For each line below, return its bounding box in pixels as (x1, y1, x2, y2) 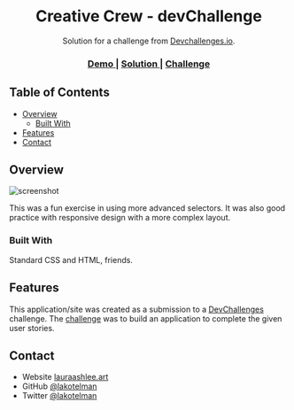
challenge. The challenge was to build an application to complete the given (9, 313, 282, 324)
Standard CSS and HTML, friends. (9, 254, 133, 265)
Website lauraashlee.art (21, 372, 109, 383)
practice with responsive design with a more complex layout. (9, 213, 231, 223)
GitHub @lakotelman (21, 381, 97, 391)
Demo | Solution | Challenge (87, 58, 211, 70)
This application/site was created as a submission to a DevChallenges (9, 304, 264, 314)
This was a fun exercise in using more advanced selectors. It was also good (9, 203, 286, 213)
